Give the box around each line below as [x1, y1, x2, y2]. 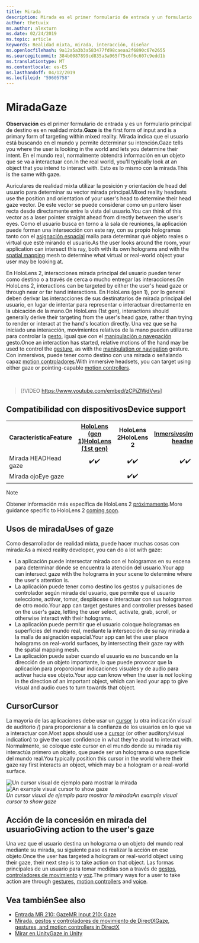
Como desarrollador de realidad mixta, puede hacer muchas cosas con [6, 540, 179, 547]
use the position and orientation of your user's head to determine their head [6, 195, 191, 202]
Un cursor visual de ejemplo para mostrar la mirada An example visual [6, 791, 178, 799]
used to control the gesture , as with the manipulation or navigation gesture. [6, 345, 190, 352]
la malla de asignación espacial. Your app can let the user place [14, 633, 169, 641]
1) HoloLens [78, 437, 111, 445]
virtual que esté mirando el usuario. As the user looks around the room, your [6, 239, 191, 247]
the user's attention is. [14, 576, 70, 584]
